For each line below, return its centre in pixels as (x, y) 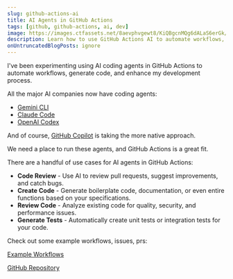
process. (20, 80)
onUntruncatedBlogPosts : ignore (54, 46)
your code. (33, 227)
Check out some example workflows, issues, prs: (77, 241)
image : (17, 33)
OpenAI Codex (38, 122)
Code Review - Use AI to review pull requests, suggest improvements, (118, 176)
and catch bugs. (40, 183)
